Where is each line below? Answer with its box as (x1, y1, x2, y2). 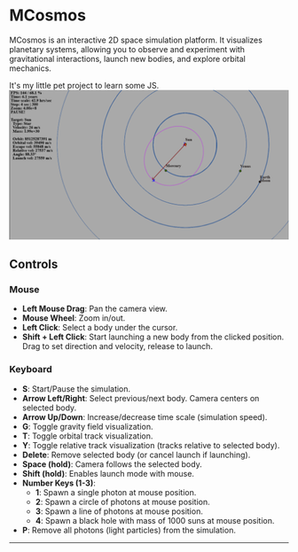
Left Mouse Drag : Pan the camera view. (21, 303, 169, 315)
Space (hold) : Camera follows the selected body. (21, 458, 202, 470)
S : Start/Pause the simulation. (21, 383, 131, 394)
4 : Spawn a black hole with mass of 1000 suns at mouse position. (35, 515, 275, 525)
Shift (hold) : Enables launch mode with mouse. (21, 468, 195, 478)
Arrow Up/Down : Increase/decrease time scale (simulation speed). (21, 411, 268, 422)
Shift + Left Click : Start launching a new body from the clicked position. (21, 331, 285, 342)
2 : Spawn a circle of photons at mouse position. (35, 496, 210, 507)
